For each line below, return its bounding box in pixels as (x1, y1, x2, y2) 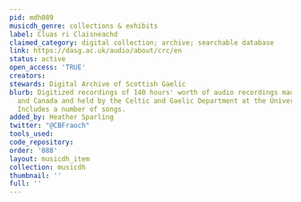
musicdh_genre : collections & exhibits (9, 21, 159, 30)
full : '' (9, 180, 42, 189)
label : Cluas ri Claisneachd (9, 29, 118, 38)
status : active (9, 55, 66, 63)
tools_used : (9, 130, 54, 139)
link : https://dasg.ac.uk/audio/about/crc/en (9, 46, 182, 55)
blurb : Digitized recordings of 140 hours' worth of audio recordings (9, 88, 279, 97)
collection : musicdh (9, 163, 87, 172)
